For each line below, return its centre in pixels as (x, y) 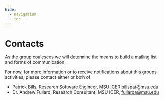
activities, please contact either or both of (48, 77)
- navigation (23, 14)
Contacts (25, 43)
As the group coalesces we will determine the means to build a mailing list (81, 57)
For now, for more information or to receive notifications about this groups (81, 72)
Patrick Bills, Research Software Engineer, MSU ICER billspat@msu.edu (85, 87)
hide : (11, 10)
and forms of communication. (35, 62)
